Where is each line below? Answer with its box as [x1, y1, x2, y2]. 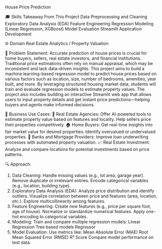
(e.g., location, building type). [12, 183, 71, 188]
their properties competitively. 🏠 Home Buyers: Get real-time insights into [5, 122, 153, 128]
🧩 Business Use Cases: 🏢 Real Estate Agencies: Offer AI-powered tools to [5, 111, 151, 117]
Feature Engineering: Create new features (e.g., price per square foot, [12, 203, 151, 209]
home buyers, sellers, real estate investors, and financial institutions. [5, 55, 142, 61]
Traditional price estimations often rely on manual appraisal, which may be [5, 61, 153, 66]
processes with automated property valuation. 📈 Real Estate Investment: [5, 139, 150, 145]
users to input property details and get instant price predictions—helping [5, 97, 150, 102]
